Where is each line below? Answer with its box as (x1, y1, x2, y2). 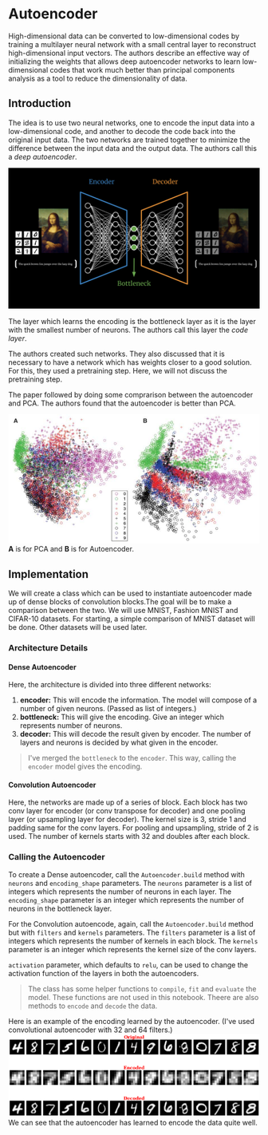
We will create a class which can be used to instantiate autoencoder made (8, 588, 253, 599)
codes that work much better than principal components (49, 65, 235, 74)
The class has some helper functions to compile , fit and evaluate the (27, 983, 257, 994)
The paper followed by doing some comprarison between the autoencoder (8, 390, 254, 399)
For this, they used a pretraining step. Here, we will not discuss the (8, 366, 227, 375)
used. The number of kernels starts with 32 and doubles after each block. (8, 832, 250, 841)
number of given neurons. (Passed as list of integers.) (19, 704, 197, 714)
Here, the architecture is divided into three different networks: (8, 680, 211, 690)
